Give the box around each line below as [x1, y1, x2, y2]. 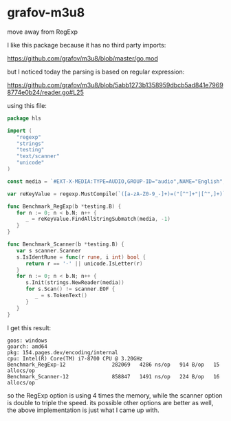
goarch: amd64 [7, 343, 48, 350]
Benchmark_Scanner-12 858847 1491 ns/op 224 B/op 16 [7, 373, 220, 380]
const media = [7, 177, 48, 185]
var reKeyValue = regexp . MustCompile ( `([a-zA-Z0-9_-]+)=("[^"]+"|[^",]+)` [7, 191, 226, 197]
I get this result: [7, 323, 52, 332]
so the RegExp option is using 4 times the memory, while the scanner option [7, 391, 223, 400]
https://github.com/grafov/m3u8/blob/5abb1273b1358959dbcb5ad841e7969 [7, 80, 223, 89]
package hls [7, 115, 41, 122]
